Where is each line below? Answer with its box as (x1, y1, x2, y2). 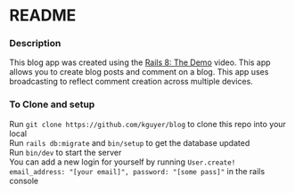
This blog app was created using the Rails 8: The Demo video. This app (9, 57, 271, 68)
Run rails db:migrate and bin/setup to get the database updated (9, 137, 250, 148)
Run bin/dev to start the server (9, 147, 122, 157)
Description (9, 37, 61, 50)
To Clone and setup (9, 99, 95, 111)
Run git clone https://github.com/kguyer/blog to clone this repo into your (9, 118, 287, 129)
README (9, 5, 77, 26)
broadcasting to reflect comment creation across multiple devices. (9, 76, 254, 87)
